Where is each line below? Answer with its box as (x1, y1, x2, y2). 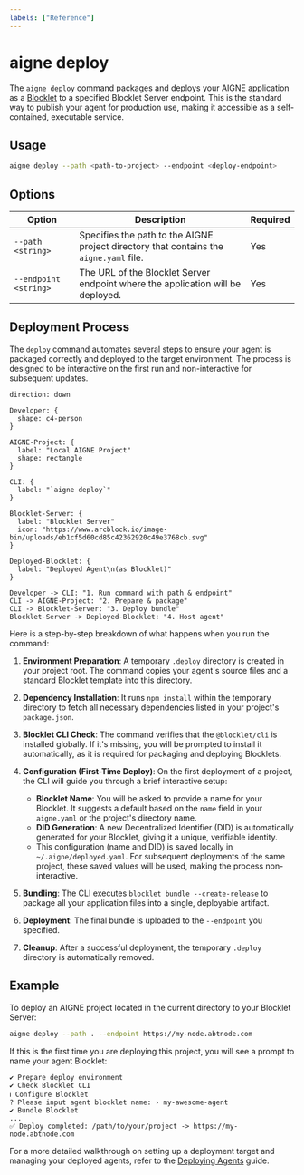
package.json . (22, 711, 74, 722)
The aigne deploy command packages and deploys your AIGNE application (9, 83, 290, 93)
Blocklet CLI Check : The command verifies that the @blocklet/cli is (22, 729, 278, 740)
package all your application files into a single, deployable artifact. (22, 897, 270, 908)
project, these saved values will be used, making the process (35, 860, 264, 871)
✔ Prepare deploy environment (9, 1073, 124, 1082)
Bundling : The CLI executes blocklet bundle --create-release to (22, 888, 269, 898)
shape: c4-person (17, 413, 83, 422)
